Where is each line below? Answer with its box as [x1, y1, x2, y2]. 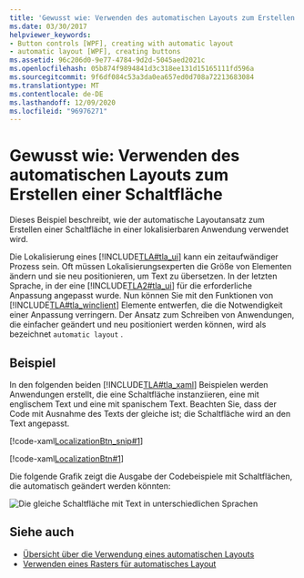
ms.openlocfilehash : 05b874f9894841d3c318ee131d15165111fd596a [9, 65, 255, 74]
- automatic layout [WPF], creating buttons [9, 47, 181, 56]
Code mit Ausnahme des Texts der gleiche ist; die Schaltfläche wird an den [9, 409, 291, 419]
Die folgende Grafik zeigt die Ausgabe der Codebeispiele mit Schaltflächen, [9, 471, 293, 482]
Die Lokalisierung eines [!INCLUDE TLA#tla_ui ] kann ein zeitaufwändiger [9, 251, 279, 262]
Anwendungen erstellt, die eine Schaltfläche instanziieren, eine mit [9, 389, 259, 400]
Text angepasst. [9, 418, 70, 429]
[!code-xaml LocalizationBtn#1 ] [9, 453, 125, 464]
